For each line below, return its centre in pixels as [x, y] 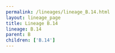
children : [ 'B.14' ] [31, 40]
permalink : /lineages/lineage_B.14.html [58, 12]
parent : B [18, 35]
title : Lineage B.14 [32, 23]
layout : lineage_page [33, 18]
